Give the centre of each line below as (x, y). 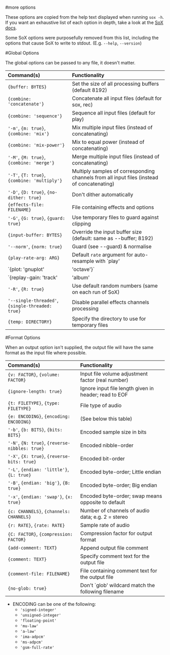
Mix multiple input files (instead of (112, 127)
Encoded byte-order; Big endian (119, 485)
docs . (11, 28)
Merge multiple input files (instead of (115, 157)
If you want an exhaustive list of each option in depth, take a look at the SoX (84, 23)
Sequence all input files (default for (114, 113)
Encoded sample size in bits (113, 432)
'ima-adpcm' (33, 637)
